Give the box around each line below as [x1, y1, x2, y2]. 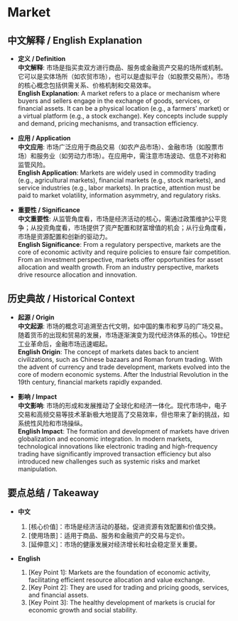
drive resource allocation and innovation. [17, 270, 137, 279]
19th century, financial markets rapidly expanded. [17, 378, 163, 386]
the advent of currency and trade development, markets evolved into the [17, 363, 230, 371]
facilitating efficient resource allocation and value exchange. [28, 576, 205, 584]
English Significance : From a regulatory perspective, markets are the [17, 241, 222, 248]
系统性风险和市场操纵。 [17, 419, 87, 427]
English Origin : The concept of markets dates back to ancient [17, 347, 199, 356]
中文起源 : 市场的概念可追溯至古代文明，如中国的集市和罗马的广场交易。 [17, 322, 227, 330]
